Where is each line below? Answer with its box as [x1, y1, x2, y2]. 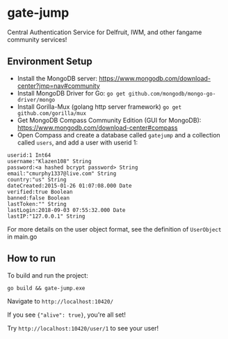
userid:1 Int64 [7, 151, 51, 158]
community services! [7, 35, 67, 43]
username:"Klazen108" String [7, 158, 92, 165]
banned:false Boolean [7, 194, 70, 202]
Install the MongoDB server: [17, 74, 97, 82]
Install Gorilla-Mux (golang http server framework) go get [17, 103, 182, 111]
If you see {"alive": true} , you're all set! [7, 310, 127, 319]
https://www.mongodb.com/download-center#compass [17, 123, 178, 132]
